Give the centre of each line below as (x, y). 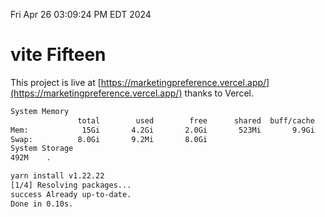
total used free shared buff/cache (196, 120)
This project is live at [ (56, 82)
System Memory (40, 111)
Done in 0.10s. (42, 204)
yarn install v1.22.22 (57, 176)
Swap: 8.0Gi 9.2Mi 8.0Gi (109, 139)
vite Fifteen (58, 55)
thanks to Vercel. (219, 93)
